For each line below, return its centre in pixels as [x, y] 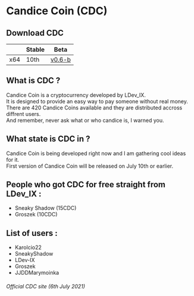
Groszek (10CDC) [36, 215]
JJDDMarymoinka [37, 273]
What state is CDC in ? [48, 139]
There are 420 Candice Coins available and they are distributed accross [94, 108]
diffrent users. [24, 114]
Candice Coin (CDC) [57, 11]
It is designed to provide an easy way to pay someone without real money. [97, 101]
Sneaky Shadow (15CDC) [46, 208]
